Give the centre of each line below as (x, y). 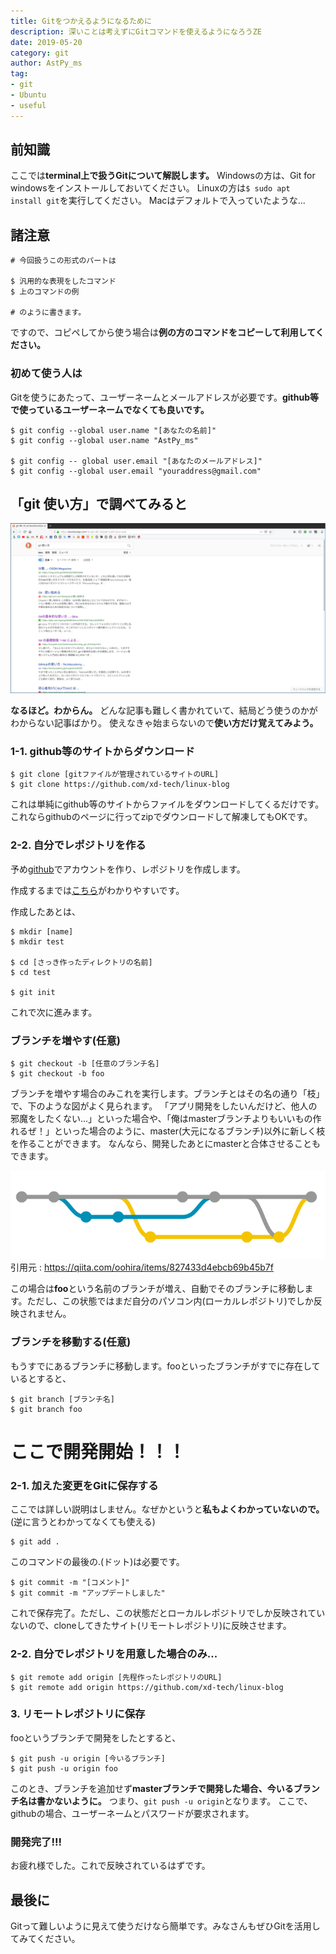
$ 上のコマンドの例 (45, 292)
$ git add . (35, 1542)
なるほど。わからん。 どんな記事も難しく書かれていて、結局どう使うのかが (164, 711)
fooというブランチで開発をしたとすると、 (96, 1737)
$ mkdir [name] (42, 931)
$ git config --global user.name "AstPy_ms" (104, 440)
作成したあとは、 (45, 911)
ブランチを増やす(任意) (65, 1040)
